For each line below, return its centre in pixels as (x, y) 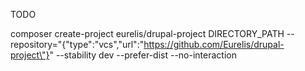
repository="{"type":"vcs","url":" (77, 44)
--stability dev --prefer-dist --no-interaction (146, 55)
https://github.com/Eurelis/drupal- (214, 44)
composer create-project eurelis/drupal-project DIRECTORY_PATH (147, 33)
